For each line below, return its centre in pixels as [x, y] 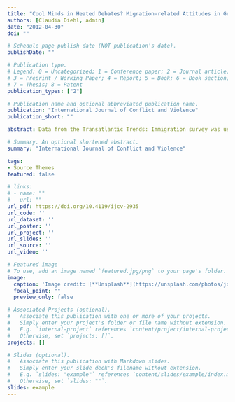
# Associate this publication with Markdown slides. [89, 361]
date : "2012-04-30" [36, 27]
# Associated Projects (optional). [59, 310]
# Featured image [33, 265]
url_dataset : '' [31, 219]
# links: [20, 187]
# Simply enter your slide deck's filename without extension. [104, 368]
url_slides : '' [29, 239]
